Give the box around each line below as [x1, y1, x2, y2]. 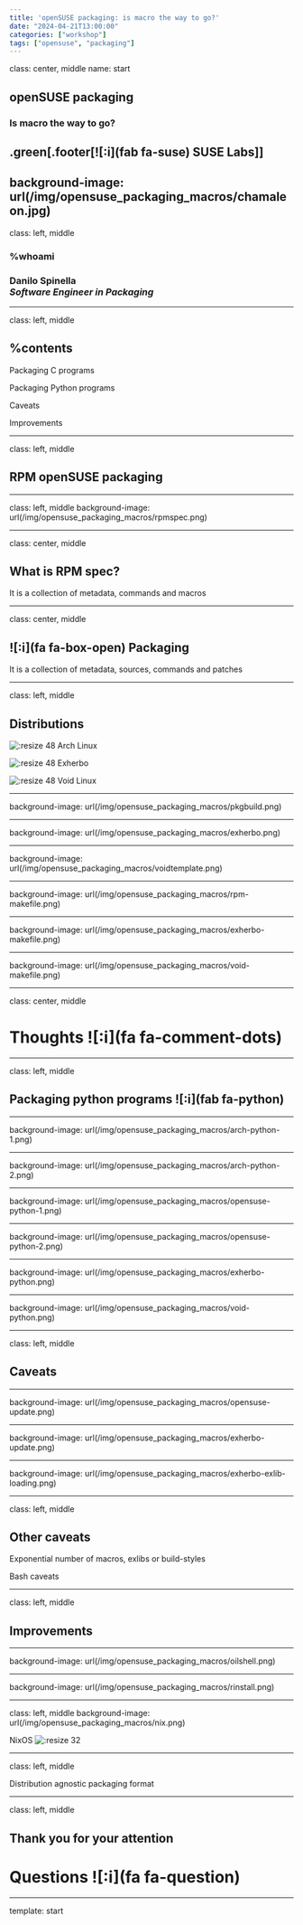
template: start [9, 1905, 64, 1916]
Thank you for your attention [9, 1830, 174, 1845]
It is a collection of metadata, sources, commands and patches [9, 664, 243, 675]
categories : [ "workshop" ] [9, 30, 106, 39]
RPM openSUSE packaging [9, 469, 163, 485]
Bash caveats [9, 1571, 60, 1582]
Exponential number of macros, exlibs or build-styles [9, 1553, 206, 1564]
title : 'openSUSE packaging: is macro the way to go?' [9, 13, 220, 23]
